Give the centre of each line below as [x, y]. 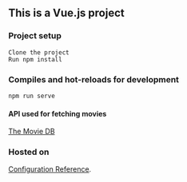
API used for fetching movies [58, 113]
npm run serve [32, 96]
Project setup [35, 36]
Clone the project [39, 52]
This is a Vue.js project [67, 13]
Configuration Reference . [50, 169]
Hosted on [29, 152]
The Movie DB [32, 132]
